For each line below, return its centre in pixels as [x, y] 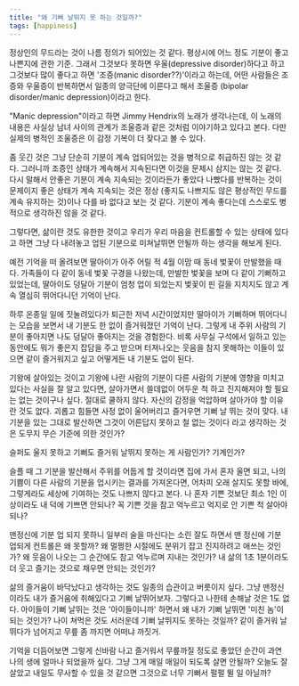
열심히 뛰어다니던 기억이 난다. [70, 295]
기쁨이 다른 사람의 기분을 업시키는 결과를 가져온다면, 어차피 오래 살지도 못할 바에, [149, 482]
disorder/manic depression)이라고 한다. [80, 97]
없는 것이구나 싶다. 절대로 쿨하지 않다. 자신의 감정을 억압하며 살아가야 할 [143, 400]
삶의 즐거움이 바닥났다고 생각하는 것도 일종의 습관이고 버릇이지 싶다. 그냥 [135, 587]
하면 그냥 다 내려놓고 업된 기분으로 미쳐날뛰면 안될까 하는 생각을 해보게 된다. [150, 242]
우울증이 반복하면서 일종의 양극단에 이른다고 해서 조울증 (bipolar [137, 86]
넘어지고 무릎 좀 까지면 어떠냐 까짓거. [97, 631]
